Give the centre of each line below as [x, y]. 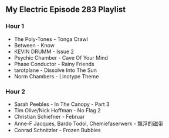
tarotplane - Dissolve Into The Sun [55, 70]
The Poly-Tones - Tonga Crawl [51, 39]
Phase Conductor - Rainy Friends [54, 64]
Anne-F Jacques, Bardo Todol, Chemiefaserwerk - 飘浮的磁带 [89, 123]
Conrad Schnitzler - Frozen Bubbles [57, 130]
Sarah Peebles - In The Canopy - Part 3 [62, 104]
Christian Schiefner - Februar [49, 116]
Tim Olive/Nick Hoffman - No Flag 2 [57, 110]
